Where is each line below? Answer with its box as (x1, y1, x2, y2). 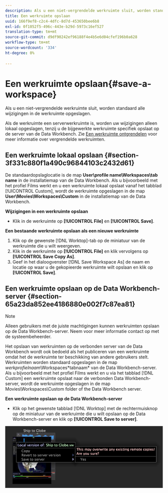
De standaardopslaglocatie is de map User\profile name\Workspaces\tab (5, 172, 158, 178)
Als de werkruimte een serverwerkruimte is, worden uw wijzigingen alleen (5, 120, 157, 127)
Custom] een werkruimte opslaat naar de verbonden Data (5, 376, 124, 382)
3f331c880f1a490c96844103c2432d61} (5, 159, 135, 167)
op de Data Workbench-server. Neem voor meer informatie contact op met (5, 328, 159, 334)
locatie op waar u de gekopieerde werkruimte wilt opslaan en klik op (12, 264, 153, 271)
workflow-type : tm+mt (5, 40, 50, 45)
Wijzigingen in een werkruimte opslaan (5, 208, 88, 214)
